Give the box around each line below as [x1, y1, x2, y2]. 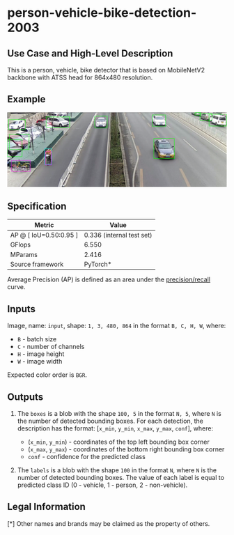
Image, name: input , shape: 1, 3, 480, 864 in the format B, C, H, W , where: [7, 322, 226, 330]
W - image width [17, 357, 63, 366]
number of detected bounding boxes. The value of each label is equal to [17, 474, 225, 482]
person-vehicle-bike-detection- [7, 5, 197, 21]
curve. [7, 283, 26, 291]
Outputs [7, 391, 44, 403]
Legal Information [7, 501, 86, 513]
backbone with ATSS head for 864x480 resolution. [7, 73, 153, 82]
